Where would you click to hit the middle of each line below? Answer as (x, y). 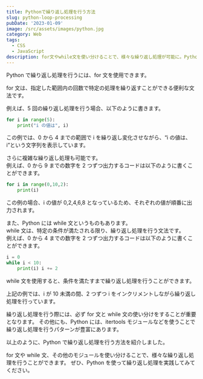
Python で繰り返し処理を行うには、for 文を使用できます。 (78, 75)
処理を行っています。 (32, 301)
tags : (13, 40)
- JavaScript (28, 51)
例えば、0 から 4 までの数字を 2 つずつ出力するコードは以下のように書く (97, 238)
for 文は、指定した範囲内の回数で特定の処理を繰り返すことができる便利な (98, 88)
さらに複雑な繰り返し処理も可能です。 (54, 158)
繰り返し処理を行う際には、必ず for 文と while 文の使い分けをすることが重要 (101, 314)
